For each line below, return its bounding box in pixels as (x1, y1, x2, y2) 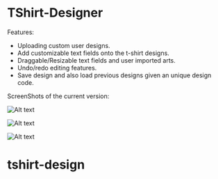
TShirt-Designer (7, 5, 103, 21)
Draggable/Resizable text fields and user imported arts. (17, 56, 176, 64)
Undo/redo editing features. (17, 63, 97, 72)
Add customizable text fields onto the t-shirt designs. (17, 49, 170, 57)
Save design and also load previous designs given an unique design (17, 71, 212, 79)
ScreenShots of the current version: (7, 92, 110, 100)
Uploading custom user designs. (17, 41, 110, 49)
